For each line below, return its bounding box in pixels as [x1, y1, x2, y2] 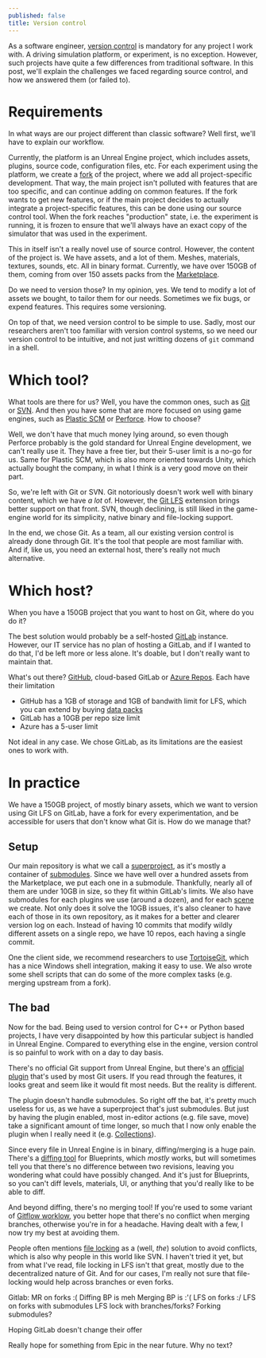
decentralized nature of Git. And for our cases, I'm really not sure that [8, 1268, 236, 1278]
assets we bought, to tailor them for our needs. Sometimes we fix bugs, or [8, 294, 251, 303]
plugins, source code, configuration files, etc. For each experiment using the [8, 161, 258, 171]
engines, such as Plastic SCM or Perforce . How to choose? [8, 414, 201, 424]
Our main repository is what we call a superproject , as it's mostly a [8, 861, 226, 871]
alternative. [8, 554, 45, 563]
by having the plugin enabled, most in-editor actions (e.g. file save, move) [8, 1112, 249, 1121]
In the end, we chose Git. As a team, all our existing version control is [8, 528, 234, 538]
